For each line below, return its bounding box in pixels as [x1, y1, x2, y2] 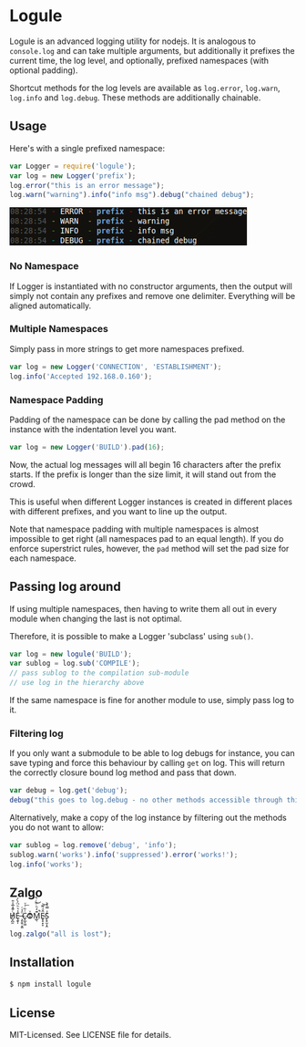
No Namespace [9, 260, 79, 273]
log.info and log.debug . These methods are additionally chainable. [9, 92, 261, 103]
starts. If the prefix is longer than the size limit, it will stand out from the [9, 469, 277, 480]
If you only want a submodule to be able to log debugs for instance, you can [9, 748, 295, 759]
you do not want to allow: [9, 822, 105, 833]
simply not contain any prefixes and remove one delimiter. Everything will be [9, 290, 296, 301]
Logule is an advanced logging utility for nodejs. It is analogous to [9, 36, 257, 47]
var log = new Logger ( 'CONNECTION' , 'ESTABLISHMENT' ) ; [9, 362, 222, 371]
